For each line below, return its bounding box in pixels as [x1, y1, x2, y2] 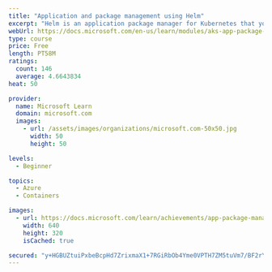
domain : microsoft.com [15, 110, 92, 118]
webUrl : [8, 27, 35, 35]
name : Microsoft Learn [15, 102, 92, 110]
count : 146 [15, 65, 53, 73]
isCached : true [23, 236, 74, 244]
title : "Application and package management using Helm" [8, 11, 205, 20]
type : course [8, 34, 53, 43]
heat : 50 [8, 80, 38, 88]
